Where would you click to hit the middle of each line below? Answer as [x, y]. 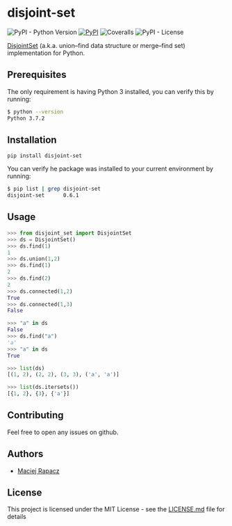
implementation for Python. [46, 53]
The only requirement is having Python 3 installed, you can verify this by [110, 91]
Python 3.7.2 [26, 118]
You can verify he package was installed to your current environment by [110, 169]
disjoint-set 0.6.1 [43, 196]
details [17, 517]
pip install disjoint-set [44, 156]
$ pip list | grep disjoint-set [54, 189]
